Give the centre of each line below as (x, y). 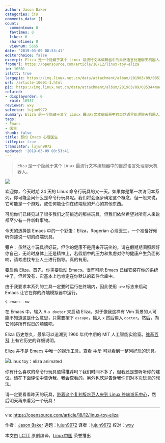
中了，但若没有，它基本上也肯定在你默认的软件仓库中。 (61, 276)
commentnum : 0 (24, 28)
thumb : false (18, 133)
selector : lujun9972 (26, 110)
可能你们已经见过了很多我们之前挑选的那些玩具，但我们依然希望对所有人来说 (82, 214)
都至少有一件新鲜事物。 (29, 220)
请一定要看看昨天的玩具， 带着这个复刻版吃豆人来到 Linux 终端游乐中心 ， (79, 394)
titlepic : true (21, 142)
